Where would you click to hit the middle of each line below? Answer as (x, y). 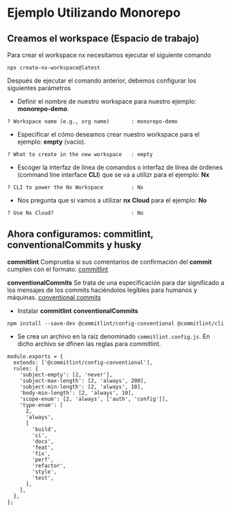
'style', (45, 472)
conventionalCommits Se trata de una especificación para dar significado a (116, 282)
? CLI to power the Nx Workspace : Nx (75, 187)
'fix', (41, 453)
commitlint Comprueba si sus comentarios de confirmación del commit (110, 262)
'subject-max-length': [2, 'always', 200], (83, 381)
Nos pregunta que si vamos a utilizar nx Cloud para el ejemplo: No (112, 200)
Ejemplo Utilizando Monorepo (94, 13)
